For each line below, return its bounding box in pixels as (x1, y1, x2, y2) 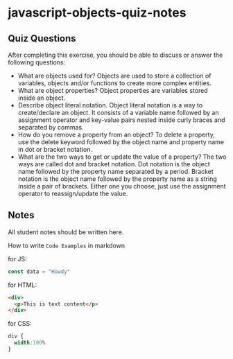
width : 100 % (14, 340, 46, 347)
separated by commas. (17, 123, 84, 131)
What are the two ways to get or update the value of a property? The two (17, 152, 227, 161)
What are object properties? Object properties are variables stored (17, 87, 208, 94)
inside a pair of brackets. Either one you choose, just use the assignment (17, 182, 226, 190)
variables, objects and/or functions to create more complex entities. (17, 79, 212, 87)
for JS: (8, 254, 27, 263)
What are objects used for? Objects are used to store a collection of (17, 71, 212, 80)
